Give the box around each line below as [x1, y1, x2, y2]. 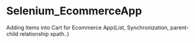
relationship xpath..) [19, 30, 69, 37]
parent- [170, 24, 189, 31]
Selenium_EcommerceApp [6, 4, 142, 18]
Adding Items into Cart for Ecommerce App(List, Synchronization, [6, 24, 169, 31]
